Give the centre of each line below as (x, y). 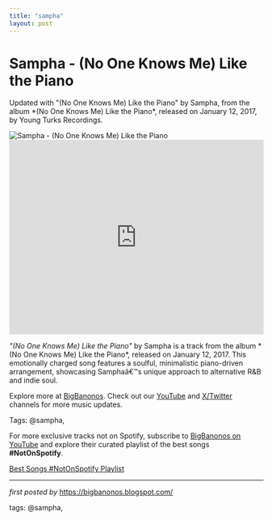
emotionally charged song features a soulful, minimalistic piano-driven (126, 363)
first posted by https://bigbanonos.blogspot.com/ (91, 492)
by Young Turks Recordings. (56, 120)
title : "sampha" (36, 16)
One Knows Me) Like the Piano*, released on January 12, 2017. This (135, 355)
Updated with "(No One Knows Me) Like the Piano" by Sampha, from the (130, 103)
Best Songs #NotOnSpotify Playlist (67, 469)
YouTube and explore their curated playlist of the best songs (109, 445)
